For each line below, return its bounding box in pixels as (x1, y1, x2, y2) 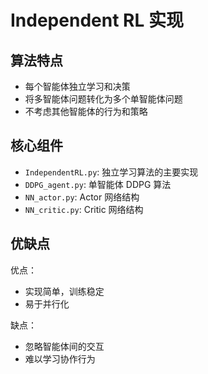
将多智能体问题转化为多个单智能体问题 (24, 93, 183, 105)
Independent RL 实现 (10, 9, 184, 32)
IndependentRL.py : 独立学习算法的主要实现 (24, 166, 199, 178)
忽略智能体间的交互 (24, 340, 105, 352)
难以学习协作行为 (24, 352, 96, 365)
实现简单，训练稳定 (24, 285, 105, 297)
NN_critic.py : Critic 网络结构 (24, 203, 144, 215)
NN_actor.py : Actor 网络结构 (24, 191, 140, 203)
